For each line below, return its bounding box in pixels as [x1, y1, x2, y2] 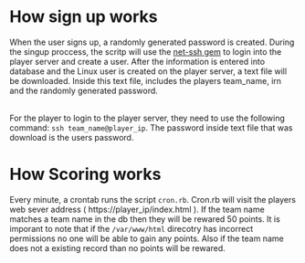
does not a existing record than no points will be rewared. [9, 242, 226, 253]
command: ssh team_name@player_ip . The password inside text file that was [9, 121, 293, 133]
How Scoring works [9, 164, 162, 184]
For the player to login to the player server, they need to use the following [9, 112, 286, 123]
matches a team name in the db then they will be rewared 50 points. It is [9, 213, 280, 225]
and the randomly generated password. [9, 85, 158, 96]
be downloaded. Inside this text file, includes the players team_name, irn [9, 75, 281, 86]
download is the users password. [9, 131, 134, 142]
